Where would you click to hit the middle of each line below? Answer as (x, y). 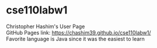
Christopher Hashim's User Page (46, 26)
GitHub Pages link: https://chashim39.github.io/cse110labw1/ (78, 32)
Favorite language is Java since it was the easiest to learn (75, 39)
